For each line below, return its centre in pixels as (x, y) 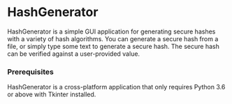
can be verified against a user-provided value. (74, 54)
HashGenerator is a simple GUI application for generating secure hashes (111, 31)
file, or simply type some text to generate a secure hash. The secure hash (114, 46)
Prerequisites (30, 72)
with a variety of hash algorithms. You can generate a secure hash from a (113, 38)
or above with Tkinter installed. (52, 94)
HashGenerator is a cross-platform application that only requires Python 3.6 (116, 87)
